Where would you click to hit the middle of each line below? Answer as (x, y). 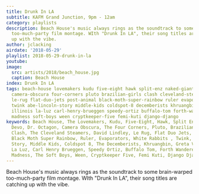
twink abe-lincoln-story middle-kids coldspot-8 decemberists (90, 105)
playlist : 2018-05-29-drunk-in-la (49, 56)
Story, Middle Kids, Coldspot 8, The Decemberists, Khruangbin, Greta (100, 144)
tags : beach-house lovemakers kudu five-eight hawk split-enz (84, 89)
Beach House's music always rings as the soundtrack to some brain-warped (99, 172)
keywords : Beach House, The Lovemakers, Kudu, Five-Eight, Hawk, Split (96, 122)
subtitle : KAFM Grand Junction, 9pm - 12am (61, 17)
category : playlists (32, 23)
